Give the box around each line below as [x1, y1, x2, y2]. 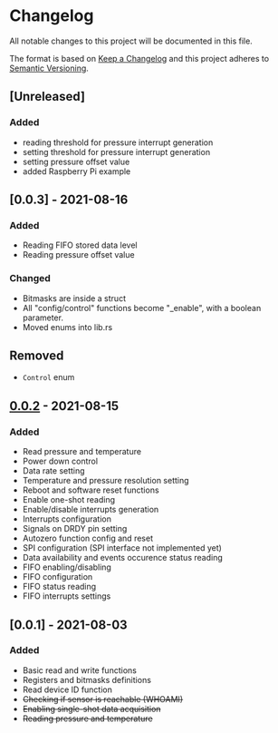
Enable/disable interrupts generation [22, 504, 159, 515]
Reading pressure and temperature [22, 713, 153, 724]
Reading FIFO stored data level [22, 239, 138, 250]
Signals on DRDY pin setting [22, 523, 128, 534]
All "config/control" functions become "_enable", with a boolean [22, 302, 262, 313]
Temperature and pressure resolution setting [22, 475, 189, 486]
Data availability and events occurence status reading [22, 552, 224, 563]
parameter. [22, 312, 63, 323]
